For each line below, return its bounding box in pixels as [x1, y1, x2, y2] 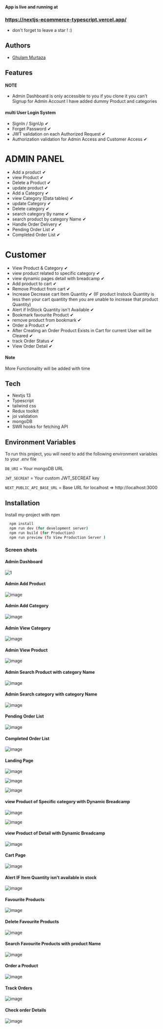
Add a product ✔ [12, 169, 46, 175]
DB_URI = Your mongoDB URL [5, 466, 63, 472]
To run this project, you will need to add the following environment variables [5, 451, 158, 457]
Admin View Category [5, 625, 51, 631]
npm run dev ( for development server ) [9, 526, 89, 531]
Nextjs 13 [12, 392, 31, 399]
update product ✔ [12, 185, 48, 191]
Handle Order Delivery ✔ [12, 221, 62, 227]
